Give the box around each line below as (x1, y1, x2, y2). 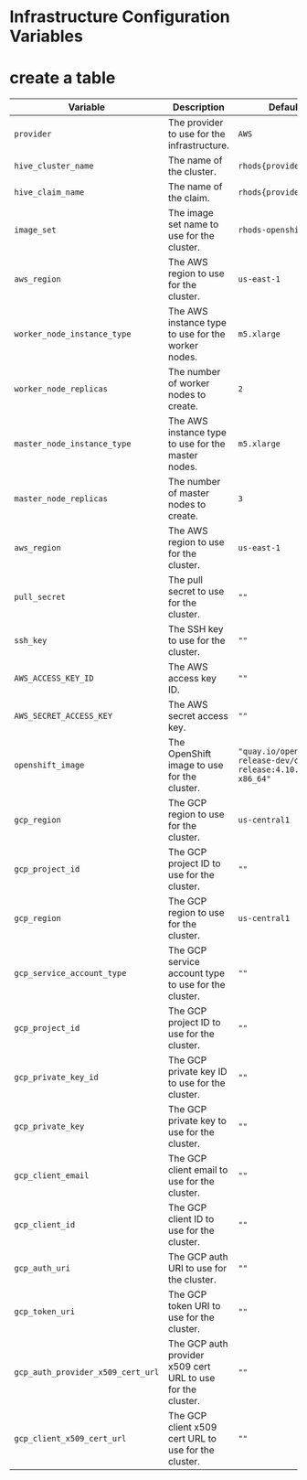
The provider (167, 116, 224, 129)
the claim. (167, 192, 210, 205)
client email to (167, 1164, 228, 1176)
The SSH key (167, 623, 224, 636)
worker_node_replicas (14, 384, 108, 394)
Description (172, 101, 226, 113)
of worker (167, 377, 210, 390)
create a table (9, 68, 116, 89)
